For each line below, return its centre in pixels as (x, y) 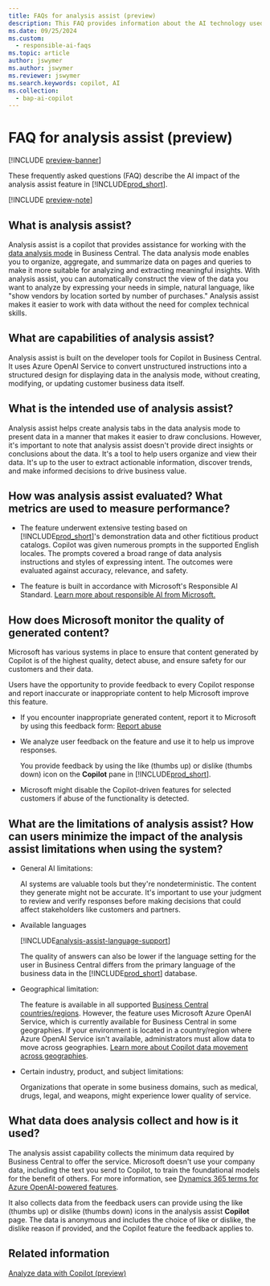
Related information (59, 1253)
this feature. (28, 702)
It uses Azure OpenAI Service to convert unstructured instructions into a (128, 366)
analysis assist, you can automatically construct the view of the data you (129, 279)
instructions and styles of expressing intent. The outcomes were (126, 562)
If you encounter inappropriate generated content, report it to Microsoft (138, 718)
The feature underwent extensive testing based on (104, 528)
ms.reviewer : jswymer (45, 76)
